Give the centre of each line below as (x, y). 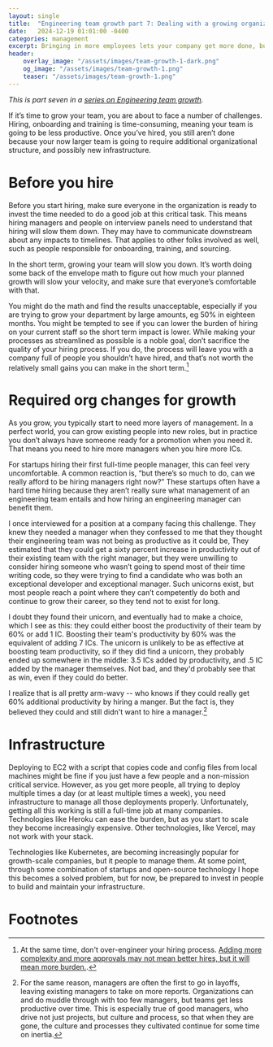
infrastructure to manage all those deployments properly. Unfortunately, (129, 802)
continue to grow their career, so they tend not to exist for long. (115, 602)
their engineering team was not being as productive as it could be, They (129, 541)
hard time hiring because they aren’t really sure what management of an (129, 491)
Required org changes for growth (123, 400)
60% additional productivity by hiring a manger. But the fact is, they (121, 702)
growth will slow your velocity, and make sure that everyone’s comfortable (132, 281)
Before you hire (61, 182)
